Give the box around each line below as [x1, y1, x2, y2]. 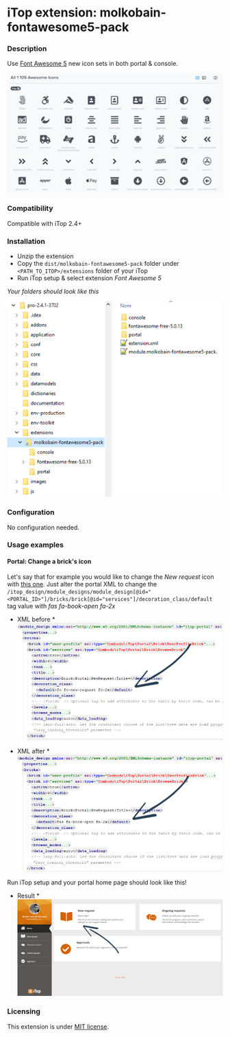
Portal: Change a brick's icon [7, 558, 92, 566]
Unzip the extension [16, 252, 74, 260]
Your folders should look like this [7, 287, 99, 296]
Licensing [7, 1007, 41, 1016]
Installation [7, 236, 46, 246]
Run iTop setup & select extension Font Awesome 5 [16, 274, 162, 282]
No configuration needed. [7, 523, 80, 532]
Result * [16, 891, 40, 900]
